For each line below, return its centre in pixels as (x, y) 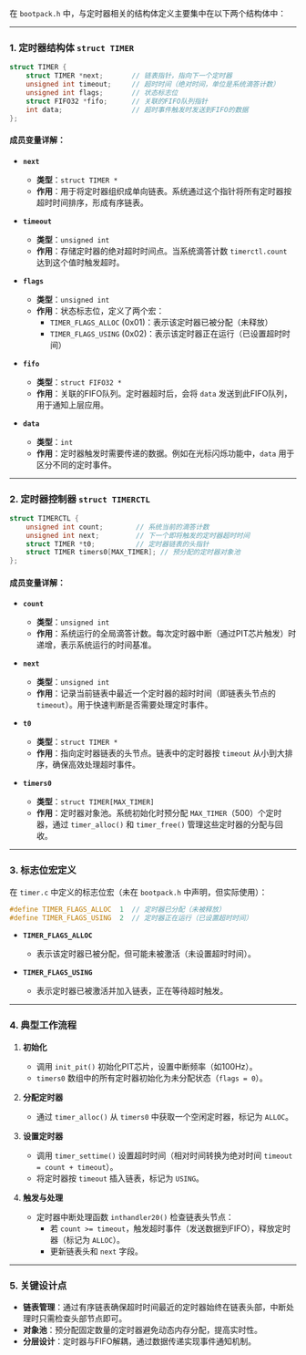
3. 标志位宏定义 (43, 871)
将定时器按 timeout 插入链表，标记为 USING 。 (120, 1178)
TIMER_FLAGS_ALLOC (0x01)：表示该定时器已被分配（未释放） (161, 322)
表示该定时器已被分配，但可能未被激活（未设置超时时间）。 (146, 954)
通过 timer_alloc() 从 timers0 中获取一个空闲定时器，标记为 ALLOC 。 (165, 1116)
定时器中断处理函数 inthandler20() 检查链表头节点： (135, 1216)
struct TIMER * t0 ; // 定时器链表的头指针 (117, 544)
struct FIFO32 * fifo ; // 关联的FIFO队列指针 (117, 101)
